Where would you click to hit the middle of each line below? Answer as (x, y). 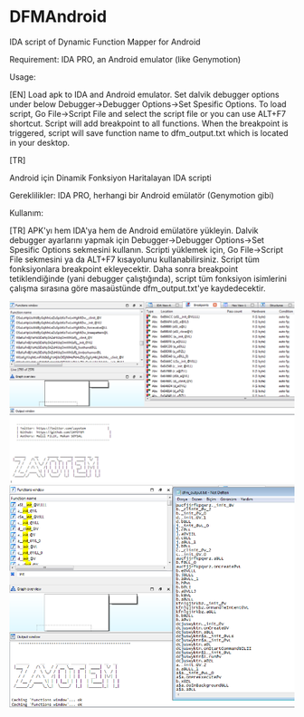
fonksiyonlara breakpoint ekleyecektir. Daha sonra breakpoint (123, 268)
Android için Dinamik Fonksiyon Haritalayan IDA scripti (110, 178)
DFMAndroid (58, 17)
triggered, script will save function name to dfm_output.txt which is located (149, 132)
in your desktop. (40, 142)
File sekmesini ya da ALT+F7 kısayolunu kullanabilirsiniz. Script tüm (134, 259)
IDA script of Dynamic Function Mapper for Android (105, 42)
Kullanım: (26, 213)
